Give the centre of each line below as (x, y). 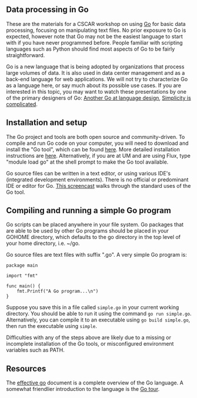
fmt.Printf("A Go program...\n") (58, 291)
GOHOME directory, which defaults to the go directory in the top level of (94, 237)
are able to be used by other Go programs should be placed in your (88, 231)
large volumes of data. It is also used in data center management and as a (96, 72)
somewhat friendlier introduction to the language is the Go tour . (83, 389)
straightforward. (26, 55)
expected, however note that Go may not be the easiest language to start (95, 36)
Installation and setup (47, 123)
